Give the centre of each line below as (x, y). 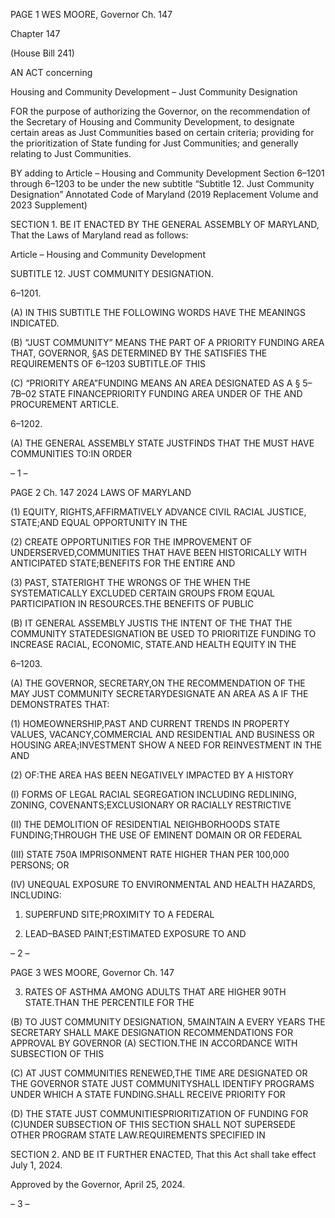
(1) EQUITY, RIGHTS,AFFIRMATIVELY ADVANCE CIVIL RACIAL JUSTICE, (158, 512)
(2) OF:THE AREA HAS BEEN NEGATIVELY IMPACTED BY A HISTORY (152, 775)
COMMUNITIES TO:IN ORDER (71, 453)
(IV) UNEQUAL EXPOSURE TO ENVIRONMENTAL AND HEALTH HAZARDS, (163, 884)
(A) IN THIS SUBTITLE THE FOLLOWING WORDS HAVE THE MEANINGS (158, 312)
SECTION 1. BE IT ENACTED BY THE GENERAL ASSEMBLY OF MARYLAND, (165, 224)
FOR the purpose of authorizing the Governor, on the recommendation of (160, 111)
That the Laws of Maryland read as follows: (99, 235)
